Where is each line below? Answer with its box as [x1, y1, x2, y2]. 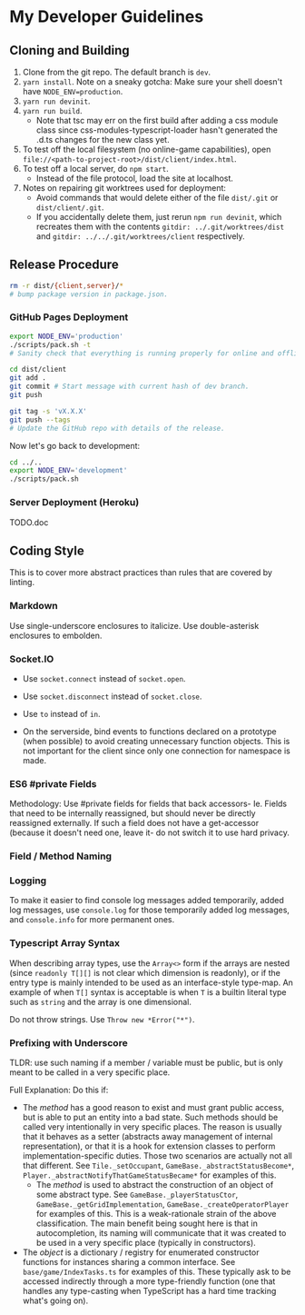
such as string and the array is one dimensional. [9, 996, 192, 1007]
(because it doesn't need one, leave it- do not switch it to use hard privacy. [9, 827, 290, 838]
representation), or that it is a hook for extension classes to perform [22, 1141, 276, 1151]
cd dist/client [9, 365, 67, 374]
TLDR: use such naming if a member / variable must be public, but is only [9, 1057, 283, 1069]
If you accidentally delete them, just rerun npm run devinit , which [35, 212, 282, 222]
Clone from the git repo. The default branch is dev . [22, 66, 212, 77]
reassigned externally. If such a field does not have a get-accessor [9, 818, 260, 829]
